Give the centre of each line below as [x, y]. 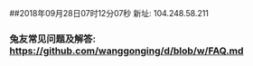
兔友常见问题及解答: [53, 39]
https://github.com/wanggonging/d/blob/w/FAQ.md [126, 51]
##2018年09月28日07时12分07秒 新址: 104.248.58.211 [109, 13]
